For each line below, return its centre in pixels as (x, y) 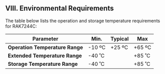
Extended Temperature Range (45, 56)
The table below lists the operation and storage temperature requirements (83, 20)
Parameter (45, 39)
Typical (119, 39)
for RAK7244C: (21, 26)
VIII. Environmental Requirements (60, 8)
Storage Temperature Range (43, 64)
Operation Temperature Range (45, 47)
